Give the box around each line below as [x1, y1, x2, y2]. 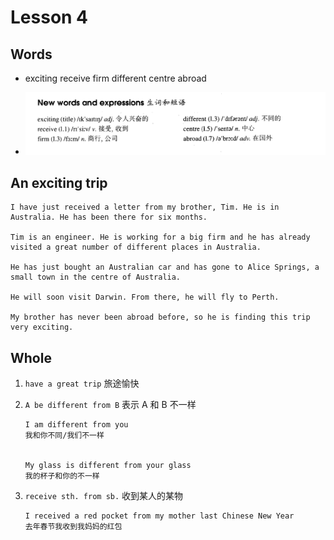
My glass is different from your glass [24, 460, 192, 470]
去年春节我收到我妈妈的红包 [24, 521, 123, 531]
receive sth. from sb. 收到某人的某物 [24, 489, 184, 501]
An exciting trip [10, 174, 108, 191]
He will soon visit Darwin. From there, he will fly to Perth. [10, 292, 280, 303]
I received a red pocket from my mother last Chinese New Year [24, 511, 295, 521]
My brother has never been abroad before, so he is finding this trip [10, 312, 311, 323]
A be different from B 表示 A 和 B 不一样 [24, 398, 197, 410]
